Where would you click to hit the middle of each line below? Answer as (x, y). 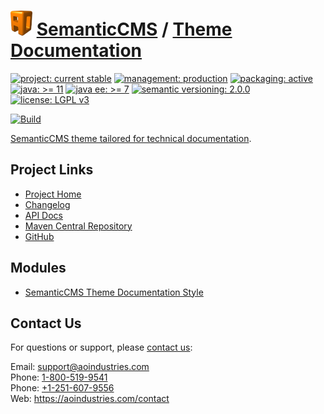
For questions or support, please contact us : (101, 347)
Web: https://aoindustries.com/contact (90, 399)
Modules (38, 268)
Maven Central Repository (78, 226)
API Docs (43, 215)
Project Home (53, 194)
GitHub (39, 236)
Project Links (52, 170)
